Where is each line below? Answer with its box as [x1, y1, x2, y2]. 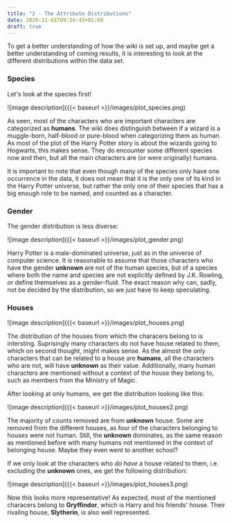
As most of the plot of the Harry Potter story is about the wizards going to [7, 139, 217, 147]
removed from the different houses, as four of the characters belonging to [7, 424, 218, 432]
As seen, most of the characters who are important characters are [7, 116, 196, 125]
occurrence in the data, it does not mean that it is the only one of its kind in [7, 174, 222, 182]
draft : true [7, 23, 42, 30]
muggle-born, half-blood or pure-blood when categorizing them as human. [7, 131, 222, 139]
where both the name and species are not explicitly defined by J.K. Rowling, [7, 271, 224, 279]
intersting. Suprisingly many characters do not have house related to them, [7, 339, 220, 348]
